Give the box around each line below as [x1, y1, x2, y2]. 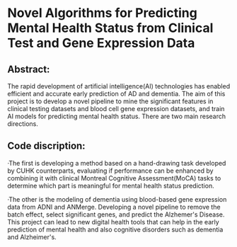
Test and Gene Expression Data [7, 35, 195, 51]
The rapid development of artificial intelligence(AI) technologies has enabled [7, 82, 231, 90]
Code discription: [7, 140, 86, 152]
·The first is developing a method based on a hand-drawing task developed [7, 159, 226, 167]
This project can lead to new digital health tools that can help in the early [7, 217, 219, 226]
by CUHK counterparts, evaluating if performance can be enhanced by [7, 166, 214, 175]
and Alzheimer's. [7, 232, 57, 241]
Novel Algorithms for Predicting [7, 5, 198, 21]
